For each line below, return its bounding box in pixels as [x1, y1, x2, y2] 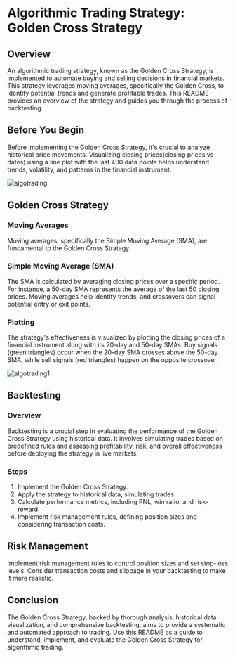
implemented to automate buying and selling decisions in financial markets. [7, 74, 225, 82]
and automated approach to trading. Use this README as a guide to [7, 628, 203, 636]
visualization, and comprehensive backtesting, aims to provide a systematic [7, 620, 226, 628]
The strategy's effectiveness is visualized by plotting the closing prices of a [7, 333, 226, 342]
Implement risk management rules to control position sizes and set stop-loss [7, 559, 229, 567]
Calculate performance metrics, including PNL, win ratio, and [17, 498, 194, 506]
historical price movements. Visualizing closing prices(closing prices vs [7, 150, 214, 159]
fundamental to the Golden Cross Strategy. [7, 244, 131, 252]
